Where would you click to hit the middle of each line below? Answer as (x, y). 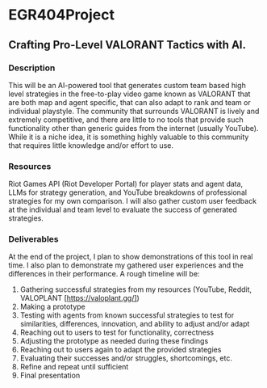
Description (32, 68)
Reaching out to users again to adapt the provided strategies (121, 350)
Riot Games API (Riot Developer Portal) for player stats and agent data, (126, 184)
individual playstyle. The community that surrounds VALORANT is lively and (134, 111)
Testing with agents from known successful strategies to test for (127, 315)
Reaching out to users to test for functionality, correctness (117, 332)
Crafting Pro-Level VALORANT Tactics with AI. (127, 45)
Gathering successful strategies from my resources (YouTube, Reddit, (136, 289)
